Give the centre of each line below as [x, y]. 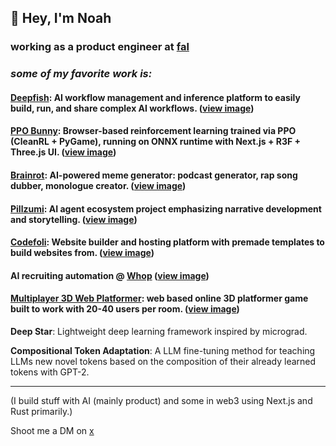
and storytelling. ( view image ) [74, 219]
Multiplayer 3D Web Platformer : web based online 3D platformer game [159, 298]
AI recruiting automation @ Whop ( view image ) [110, 275]
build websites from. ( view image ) [82, 253]
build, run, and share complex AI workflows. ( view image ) [132, 108]
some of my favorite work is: [81, 74]
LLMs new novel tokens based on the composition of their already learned [163, 361]
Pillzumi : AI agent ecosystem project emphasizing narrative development [166, 208]
